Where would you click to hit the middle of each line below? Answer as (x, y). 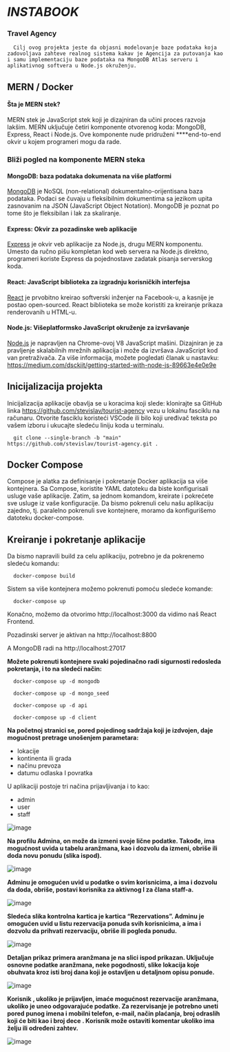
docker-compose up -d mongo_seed (61, 694)
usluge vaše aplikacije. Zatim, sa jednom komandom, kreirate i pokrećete (111, 496)
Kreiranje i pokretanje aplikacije (76, 539)
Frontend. (21, 622)
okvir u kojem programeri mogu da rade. (64, 142)
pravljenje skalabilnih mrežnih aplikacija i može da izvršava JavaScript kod (113, 350)
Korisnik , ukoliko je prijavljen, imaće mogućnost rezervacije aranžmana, (113, 999)
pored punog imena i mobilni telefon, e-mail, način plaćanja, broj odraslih (114, 1013)
